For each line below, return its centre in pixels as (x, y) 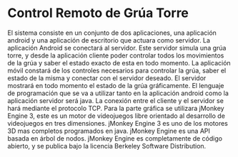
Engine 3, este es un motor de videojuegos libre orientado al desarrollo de (116, 116)
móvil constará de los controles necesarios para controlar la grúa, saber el (117, 70)
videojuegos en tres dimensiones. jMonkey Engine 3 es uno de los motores (118, 123)
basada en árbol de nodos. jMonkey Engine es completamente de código (115, 138)
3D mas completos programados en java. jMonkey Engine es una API (109, 131)
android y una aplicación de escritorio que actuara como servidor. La (109, 40)
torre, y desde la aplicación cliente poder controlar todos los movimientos (116, 55)
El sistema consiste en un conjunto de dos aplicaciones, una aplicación (112, 33)
